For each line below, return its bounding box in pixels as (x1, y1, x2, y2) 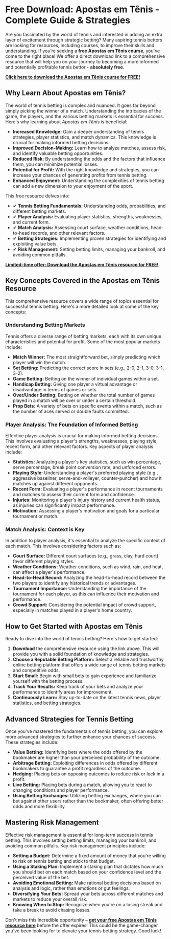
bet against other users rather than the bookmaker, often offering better (12, 798, 163, 804)
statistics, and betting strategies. (12, 700, 82, 706)
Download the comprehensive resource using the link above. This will (12, 645, 160, 652)
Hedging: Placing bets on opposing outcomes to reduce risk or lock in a (12, 771, 164, 777)
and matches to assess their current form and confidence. (12, 491, 135, 498)
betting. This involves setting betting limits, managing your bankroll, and (5, 837, 157, 843)
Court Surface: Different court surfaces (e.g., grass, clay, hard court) (12, 553, 159, 559)
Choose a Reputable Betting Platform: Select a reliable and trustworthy (12, 656, 164, 663)
